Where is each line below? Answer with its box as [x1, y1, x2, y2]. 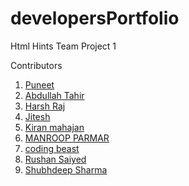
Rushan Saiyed [24, 153, 87, 165]
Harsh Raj [24, 100, 66, 112]
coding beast [24, 142, 80, 154]
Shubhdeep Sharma [24, 163, 108, 176]
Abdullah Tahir [24, 89, 85, 101]
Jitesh [24, 110, 51, 122]
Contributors [10, 59, 63, 71]
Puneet [24, 78, 55, 91]
